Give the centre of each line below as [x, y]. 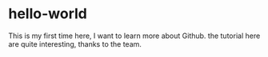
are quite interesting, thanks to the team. [75, 44]
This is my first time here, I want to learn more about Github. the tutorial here [134, 36]
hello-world [48, 14]
